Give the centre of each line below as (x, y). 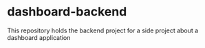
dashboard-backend (67, 12)
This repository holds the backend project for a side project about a (103, 30)
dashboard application (39, 37)
